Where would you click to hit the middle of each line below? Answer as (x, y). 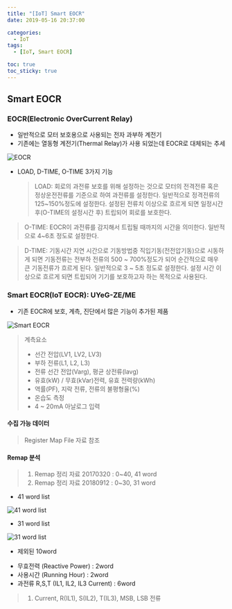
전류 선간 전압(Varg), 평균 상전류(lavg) (87, 372)
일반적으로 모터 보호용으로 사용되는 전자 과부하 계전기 (89, 135)
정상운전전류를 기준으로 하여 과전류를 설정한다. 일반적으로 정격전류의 (127, 195)
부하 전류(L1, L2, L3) (62, 362)
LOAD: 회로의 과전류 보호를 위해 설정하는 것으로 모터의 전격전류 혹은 (127, 186)
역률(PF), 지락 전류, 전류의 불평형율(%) (87, 389)
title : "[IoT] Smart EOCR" (46, 14)
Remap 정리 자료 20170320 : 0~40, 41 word (96, 474)
